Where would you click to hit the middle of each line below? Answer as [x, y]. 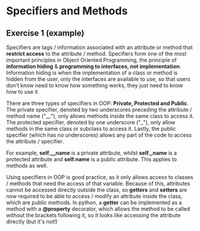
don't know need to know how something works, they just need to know [95, 85]
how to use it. [23, 92]
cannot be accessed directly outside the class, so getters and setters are [97, 190]
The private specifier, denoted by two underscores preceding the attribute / [99, 110]
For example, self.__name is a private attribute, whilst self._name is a [92, 153]
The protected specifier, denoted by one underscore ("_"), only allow [91, 122]
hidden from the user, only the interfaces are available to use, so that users [99, 79]
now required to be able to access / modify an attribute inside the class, [94, 196]
